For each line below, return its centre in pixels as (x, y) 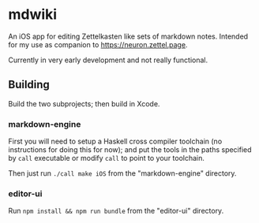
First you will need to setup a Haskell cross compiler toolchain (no (115, 141)
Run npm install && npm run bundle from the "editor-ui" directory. (116, 211)
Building (29, 85)
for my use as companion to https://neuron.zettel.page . (98, 44)
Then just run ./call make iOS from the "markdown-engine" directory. (122, 173)
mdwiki (33, 15)
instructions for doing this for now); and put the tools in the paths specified (130, 150)
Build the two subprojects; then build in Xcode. (84, 103)
